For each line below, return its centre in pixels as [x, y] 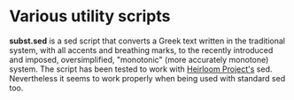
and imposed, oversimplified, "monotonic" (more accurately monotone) [139, 59]
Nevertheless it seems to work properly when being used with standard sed [147, 78]
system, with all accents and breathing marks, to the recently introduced [141, 50]
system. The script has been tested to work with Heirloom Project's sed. [141, 69]
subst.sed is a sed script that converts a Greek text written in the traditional [147, 41]
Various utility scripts [90, 16]
